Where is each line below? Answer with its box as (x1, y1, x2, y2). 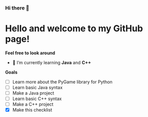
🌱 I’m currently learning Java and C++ (12, 59, 91, 65)
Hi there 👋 (5, 4, 30, 11)
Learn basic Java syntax (12, 84, 63, 90)
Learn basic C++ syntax (12, 96, 62, 102)
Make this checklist (12, 107, 52, 113)
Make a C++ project (12, 102, 54, 108)
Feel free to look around (5, 50, 56, 56)
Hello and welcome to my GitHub (5, 23, 144, 34)
